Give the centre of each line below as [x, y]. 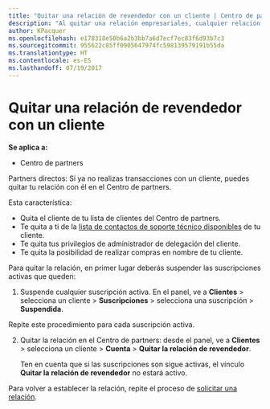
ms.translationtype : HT [48, 53]
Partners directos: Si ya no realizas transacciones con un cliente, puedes [129, 178]
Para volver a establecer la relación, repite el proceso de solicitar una [123, 388]
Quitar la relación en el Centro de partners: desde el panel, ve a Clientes [140, 340]
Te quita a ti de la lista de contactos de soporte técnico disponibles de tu [140, 227]
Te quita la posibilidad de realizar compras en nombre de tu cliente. [131, 252]
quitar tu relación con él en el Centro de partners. [90, 186]
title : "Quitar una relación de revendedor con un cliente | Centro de [131, 16]
